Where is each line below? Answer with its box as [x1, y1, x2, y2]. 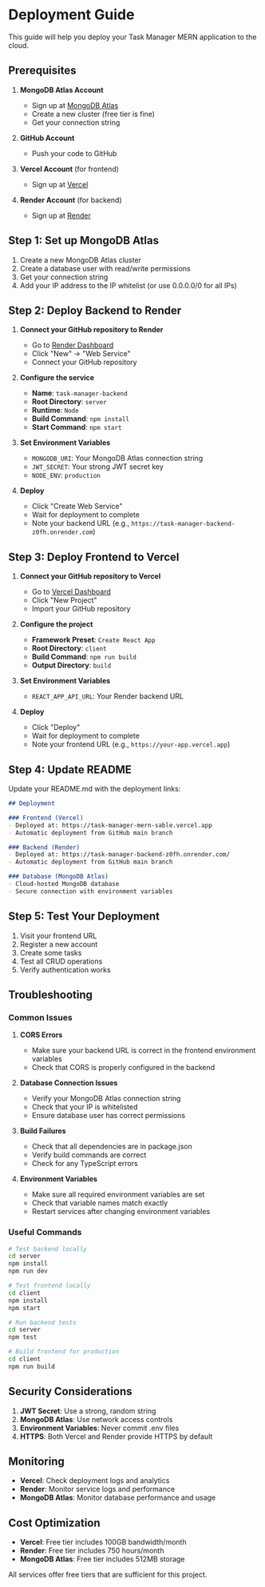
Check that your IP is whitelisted [31, 1102, 138, 1112]
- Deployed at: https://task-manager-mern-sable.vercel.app [8, 821, 213, 829]
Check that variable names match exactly [31, 1198, 168, 1208]
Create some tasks [19, 948, 82, 957]
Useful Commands [8, 1227, 82, 1238]
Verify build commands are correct [31, 1150, 147, 1160]
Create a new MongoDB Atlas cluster [19, 254, 142, 265]
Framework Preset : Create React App [31, 635, 156, 645]
